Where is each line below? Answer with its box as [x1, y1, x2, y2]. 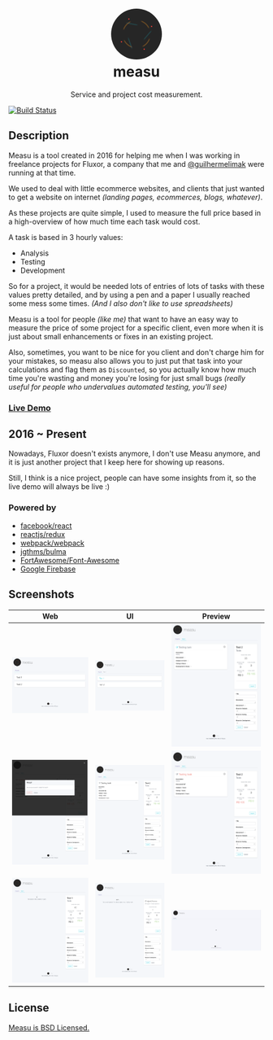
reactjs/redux [19, 529, 66, 539]
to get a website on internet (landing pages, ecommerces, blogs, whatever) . [8, 192, 263, 202]
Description [8, 129, 69, 142]
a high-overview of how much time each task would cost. [8, 216, 201, 226]
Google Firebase [19, 564, 76, 574]
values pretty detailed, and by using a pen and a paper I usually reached [8, 290, 250, 299]
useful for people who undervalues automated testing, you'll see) [8, 382, 227, 391]
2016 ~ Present [8, 427, 87, 441]
